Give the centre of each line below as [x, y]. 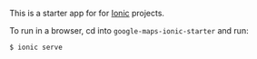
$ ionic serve [36, 47]
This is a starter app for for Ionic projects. [87, 13]
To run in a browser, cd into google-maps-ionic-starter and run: [129, 30]
